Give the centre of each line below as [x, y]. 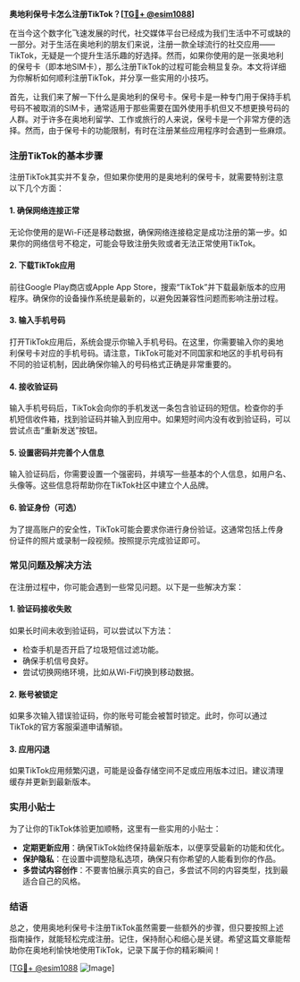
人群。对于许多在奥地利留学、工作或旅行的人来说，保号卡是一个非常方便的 [146, 119]
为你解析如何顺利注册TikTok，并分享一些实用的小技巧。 [112, 78]
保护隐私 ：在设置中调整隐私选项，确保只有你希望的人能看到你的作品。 [151, 858]
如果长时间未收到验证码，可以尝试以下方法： [92, 631]
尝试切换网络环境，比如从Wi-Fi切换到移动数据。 [110, 672]
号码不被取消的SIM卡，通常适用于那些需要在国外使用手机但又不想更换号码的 [150, 108]
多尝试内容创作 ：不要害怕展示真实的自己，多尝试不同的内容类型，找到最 [155, 870]
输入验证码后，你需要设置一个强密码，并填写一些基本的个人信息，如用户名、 [150, 474]
